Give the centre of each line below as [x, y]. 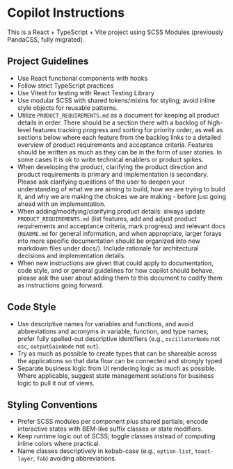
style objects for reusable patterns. [67, 108]
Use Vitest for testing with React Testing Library [86, 93]
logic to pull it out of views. [56, 383]
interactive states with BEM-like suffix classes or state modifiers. [110, 429]
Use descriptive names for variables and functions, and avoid [105, 324]
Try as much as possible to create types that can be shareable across [117, 353]
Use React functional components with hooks [82, 78]
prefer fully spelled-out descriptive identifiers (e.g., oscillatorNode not [119, 338]
